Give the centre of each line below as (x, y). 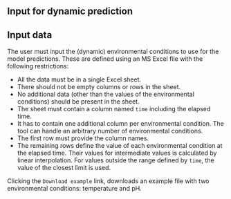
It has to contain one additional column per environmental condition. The (121, 124)
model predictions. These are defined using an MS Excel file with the (105, 59)
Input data (30, 35)
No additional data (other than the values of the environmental (106, 94)
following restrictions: (38, 66)
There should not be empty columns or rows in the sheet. (99, 87)
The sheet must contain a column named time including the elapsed (114, 109)
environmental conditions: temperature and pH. (74, 189)
